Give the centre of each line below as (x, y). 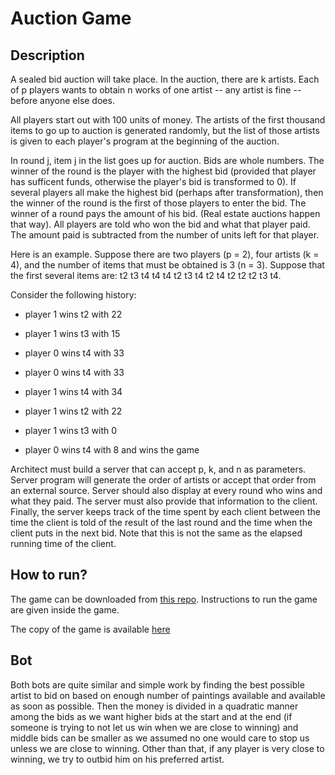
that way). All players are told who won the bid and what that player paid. (160, 224)
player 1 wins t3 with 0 (71, 430)
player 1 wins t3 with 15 (72, 333)
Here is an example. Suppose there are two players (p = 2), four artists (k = (165, 254)
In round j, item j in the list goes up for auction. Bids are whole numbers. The (167, 160)
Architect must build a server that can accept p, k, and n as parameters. (158, 469)
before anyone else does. (62, 100)
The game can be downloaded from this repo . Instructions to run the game (164, 599)
